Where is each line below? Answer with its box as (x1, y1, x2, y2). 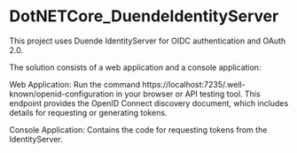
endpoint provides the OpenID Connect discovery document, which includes (9, 97, 289, 108)
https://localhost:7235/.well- (141, 79, 246, 89)
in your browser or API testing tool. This (115, 88, 261, 99)
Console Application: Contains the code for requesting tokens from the (9, 124, 268, 134)
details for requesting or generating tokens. (9, 107, 168, 118)
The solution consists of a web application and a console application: (9, 62, 262, 73)
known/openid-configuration (9, 88, 114, 99)
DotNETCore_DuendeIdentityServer (9, 6, 279, 27)
